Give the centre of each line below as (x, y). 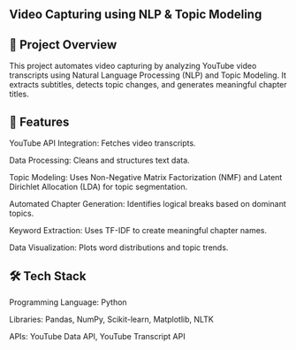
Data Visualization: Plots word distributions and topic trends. (119, 247)
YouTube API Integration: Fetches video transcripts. (102, 143)
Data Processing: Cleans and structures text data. (99, 160)
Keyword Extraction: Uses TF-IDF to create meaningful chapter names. (138, 231)
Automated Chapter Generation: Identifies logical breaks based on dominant (148, 204)
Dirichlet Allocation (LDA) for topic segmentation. (99, 187)
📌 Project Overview (63, 45)
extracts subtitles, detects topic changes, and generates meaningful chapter (148, 85)
